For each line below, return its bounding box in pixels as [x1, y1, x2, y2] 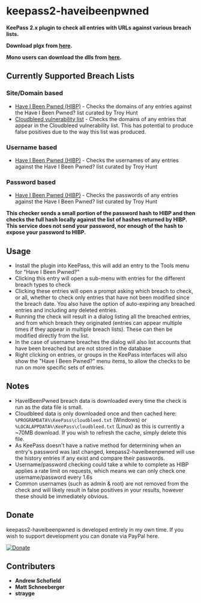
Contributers [6, 562, 56, 572]
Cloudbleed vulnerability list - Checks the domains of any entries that [14, 115, 187, 122]
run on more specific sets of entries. [14, 364, 105, 371]
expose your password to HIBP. [6, 229, 86, 236]
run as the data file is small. [14, 403, 83, 411]
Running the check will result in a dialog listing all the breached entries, [14, 313, 191, 320]
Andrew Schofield [14, 577, 61, 584]
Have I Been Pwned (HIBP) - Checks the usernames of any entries [14, 156, 179, 164]
